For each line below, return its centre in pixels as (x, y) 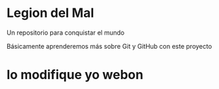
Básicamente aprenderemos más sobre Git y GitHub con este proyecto (109, 46)
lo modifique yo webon (75, 75)
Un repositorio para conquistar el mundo (66, 32)
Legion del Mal (51, 13)
